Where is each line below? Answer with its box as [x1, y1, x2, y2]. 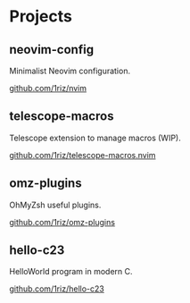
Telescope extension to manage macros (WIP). [9, 132, 181, 143]
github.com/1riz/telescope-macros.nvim [9, 149, 156, 160]
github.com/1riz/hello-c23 [9, 283, 104, 294]
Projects [9, 6, 73, 27]
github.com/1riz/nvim [9, 83, 87, 93]
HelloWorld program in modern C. [9, 266, 133, 277]
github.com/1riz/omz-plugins [9, 216, 116, 227]
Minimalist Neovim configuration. [9, 65, 131, 76]
